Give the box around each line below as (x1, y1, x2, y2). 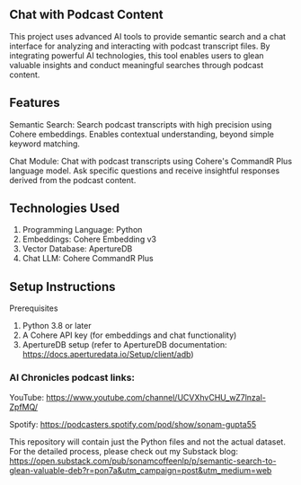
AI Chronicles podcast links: (9, 372, 135, 384)
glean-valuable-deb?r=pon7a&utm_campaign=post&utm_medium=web (9, 464, 272, 475)
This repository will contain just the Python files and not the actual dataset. (9, 436, 286, 447)
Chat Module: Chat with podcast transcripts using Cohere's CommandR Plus (9, 155, 293, 166)
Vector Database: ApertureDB (22, 243, 133, 254)
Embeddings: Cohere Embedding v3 (22, 234, 157, 245)
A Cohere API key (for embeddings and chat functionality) (22, 330, 237, 340)
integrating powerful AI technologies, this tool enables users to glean (9, 49, 264, 61)
